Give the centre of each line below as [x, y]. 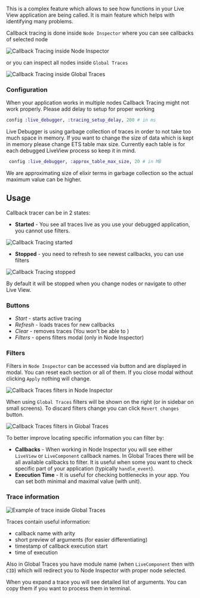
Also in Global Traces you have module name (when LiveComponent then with [100, 564]
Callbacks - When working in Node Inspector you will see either [94, 449]
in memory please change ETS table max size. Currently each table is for [96, 144]
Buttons [18, 305]
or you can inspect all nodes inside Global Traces [67, 63]
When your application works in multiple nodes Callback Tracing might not [98, 103]
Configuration [27, 89]
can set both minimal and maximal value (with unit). [78, 481]
